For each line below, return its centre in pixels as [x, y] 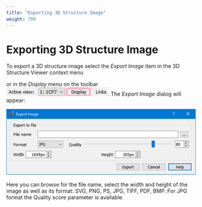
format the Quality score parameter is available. [65, 197]
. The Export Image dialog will [145, 94]
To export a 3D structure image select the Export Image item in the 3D [93, 66]
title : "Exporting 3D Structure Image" [56, 13]
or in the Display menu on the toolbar [52, 84]
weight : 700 [21, 19]
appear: [16, 100]
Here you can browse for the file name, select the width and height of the [97, 185]
